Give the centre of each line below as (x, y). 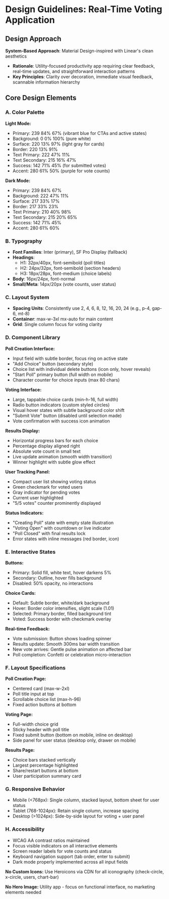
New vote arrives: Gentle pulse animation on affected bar (72, 649)
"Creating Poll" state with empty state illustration (63, 523)
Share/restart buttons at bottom (45, 771)
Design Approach (33, 39)
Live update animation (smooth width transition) (62, 456)
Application (30, 20)
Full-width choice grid (35, 724)
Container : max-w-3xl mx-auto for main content (63, 319)
